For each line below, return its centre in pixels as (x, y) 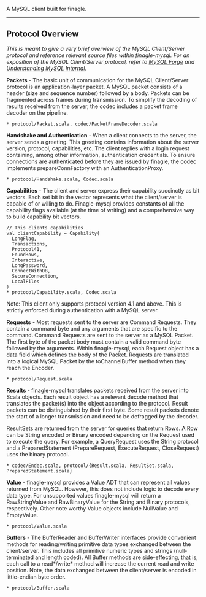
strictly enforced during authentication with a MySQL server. (83, 310)
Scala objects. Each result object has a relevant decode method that (93, 397)
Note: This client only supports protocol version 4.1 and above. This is (94, 304)
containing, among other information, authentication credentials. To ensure (101, 155)
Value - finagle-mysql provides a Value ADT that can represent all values (98, 482)
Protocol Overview (43, 34)
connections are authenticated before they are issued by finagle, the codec (101, 161)
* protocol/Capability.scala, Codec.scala (61, 292)
